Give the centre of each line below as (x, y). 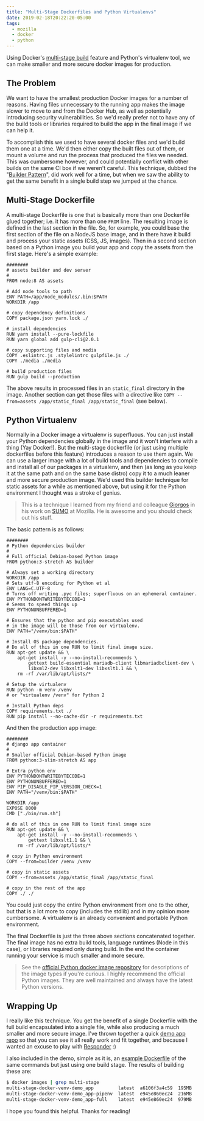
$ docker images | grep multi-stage (53, 1083)
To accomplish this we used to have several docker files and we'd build (96, 142)
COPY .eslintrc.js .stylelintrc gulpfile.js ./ (68, 355)
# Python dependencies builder (46, 546)
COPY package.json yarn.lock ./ (47, 318)
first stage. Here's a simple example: (52, 253)
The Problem (31, 83)
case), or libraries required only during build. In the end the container (93, 949)
